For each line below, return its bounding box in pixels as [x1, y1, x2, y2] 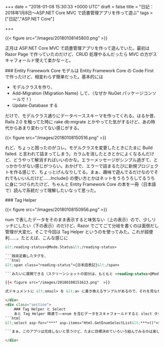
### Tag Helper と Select [14, 307, 66, 311]
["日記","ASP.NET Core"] [5, 16, 55, 21]
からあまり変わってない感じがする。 [9, 125, 82, 131]
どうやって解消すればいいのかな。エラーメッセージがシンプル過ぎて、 [13, 157, 154, 163]
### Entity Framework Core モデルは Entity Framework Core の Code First [5, 68, 154, 74]
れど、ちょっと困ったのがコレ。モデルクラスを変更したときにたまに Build [5, 145, 153, 151]
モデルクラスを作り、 [12, 84, 55, 90]
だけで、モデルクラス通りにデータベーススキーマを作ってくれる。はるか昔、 [5, 113, 159, 118]
